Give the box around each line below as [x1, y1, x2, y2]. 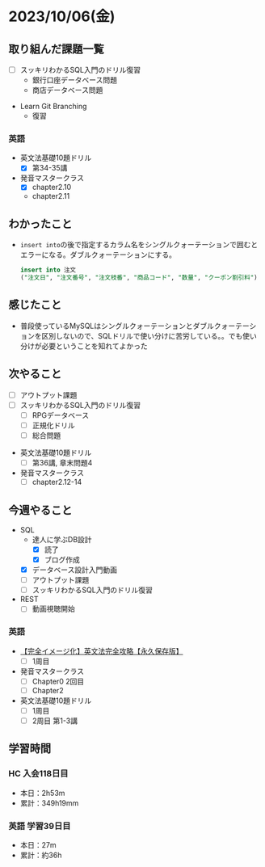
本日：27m [19, 840, 57, 849]
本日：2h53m [19, 788, 65, 798]
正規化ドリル [32, 420, 75, 430]
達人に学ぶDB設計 [32, 534, 92, 544]
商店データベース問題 [32, 86, 103, 95]
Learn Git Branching [19, 102, 87, 112]
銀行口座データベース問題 [32, 75, 117, 85]
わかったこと [8, 217, 73, 230]
